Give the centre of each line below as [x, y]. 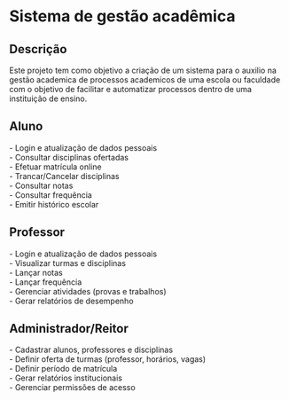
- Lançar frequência [46, 282]
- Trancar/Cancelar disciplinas [64, 176]
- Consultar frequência [51, 195]
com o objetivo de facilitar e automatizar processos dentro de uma [131, 89]
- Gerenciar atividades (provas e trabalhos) [88, 291]
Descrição [38, 49]
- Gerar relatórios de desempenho [72, 301]
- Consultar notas [41, 185]
